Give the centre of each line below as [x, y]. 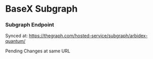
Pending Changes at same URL [38, 51]
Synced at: [17, 36]
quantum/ [16, 41]
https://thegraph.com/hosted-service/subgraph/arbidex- [88, 36]
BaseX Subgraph [41, 9]
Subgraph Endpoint [30, 25]
